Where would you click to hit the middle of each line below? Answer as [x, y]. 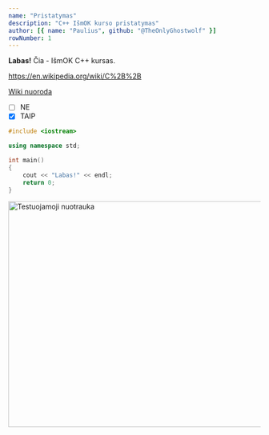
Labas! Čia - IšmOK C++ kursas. [62, 61]
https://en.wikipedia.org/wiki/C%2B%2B [75, 76]
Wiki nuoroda [30, 92]
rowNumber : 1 [30, 38]
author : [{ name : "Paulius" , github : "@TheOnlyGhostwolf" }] [112, 30]
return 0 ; [39, 182]
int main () [26, 161]
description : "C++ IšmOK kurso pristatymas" [84, 23]
